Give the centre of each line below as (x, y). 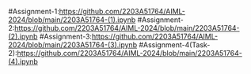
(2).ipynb (23, 36)
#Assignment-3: (66, 36)
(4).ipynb (23, 61)
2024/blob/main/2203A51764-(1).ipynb (72, 20)
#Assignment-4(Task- (174, 45)
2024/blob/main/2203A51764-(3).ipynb (72, 45)
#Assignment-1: (34, 11)
